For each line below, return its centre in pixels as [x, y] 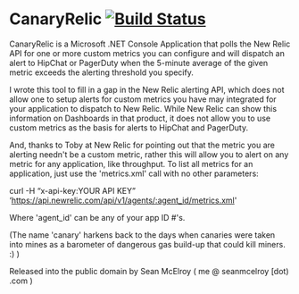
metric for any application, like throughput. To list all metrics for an [131, 164]
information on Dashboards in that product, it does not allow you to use [140, 118]
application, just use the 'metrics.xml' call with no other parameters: [134, 173]
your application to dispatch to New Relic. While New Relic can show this [143, 108]
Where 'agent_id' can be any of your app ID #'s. [97, 217]
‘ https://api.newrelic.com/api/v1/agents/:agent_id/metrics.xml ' [123, 200]
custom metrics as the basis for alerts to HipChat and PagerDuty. [129, 127]
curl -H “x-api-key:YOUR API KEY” [73, 190]
